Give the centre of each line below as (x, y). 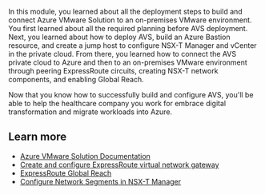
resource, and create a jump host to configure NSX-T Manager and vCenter (133, 46)
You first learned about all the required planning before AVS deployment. (128, 28)
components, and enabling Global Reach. (76, 79)
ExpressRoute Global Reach (66, 173)
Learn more (38, 137)
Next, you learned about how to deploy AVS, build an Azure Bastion (119, 37)
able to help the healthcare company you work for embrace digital (117, 103)
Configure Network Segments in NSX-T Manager (100, 181)
